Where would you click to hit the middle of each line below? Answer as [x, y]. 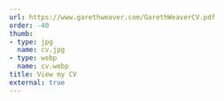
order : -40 [29, 25]
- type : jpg [31, 42]
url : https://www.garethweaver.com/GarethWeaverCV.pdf [112, 17]
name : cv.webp [43, 67]
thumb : [21, 33]
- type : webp [33, 58]
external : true [37, 83]
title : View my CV [43, 75]
